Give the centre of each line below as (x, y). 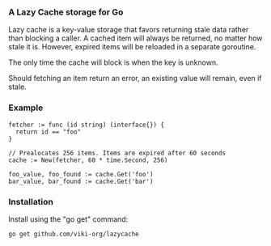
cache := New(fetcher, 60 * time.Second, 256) (88, 160)
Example (26, 108)
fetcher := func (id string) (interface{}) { (86, 125)
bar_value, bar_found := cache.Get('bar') (81, 181)
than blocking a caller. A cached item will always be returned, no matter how (135, 38)
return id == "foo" (49, 132)
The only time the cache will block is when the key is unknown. (113, 62)
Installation (31, 201)
